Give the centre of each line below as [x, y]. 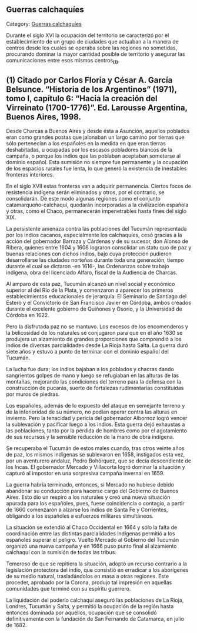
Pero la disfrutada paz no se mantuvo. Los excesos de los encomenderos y [97, 327]
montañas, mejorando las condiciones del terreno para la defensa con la [94, 382]
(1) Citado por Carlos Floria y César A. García [89, 80]
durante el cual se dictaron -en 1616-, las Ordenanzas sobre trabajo [88, 266]
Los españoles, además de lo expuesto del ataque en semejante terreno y [96, 406]
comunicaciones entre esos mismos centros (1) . [63, 61]
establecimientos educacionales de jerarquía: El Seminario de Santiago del [96, 296]
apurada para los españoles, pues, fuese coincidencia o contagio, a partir [95, 504]
